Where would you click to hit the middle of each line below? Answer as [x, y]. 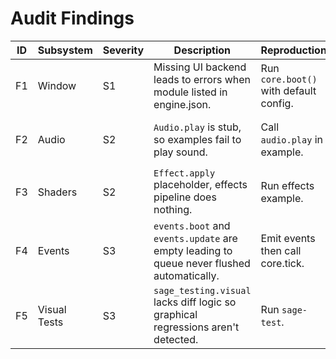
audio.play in [292, 139]
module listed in [190, 92]
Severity [123, 50]
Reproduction [293, 50]
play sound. [180, 152]
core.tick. [282, 263]
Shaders [57, 192]
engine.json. [182, 104]
